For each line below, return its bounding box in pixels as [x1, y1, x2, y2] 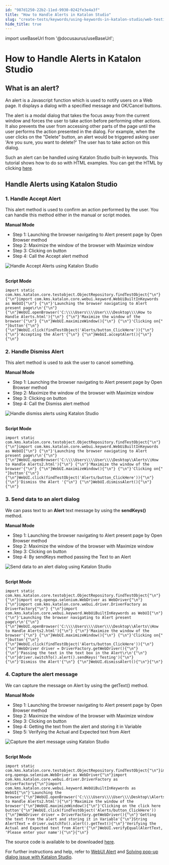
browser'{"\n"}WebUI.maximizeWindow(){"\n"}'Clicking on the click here [5, 803, 161, 808]
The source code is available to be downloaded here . [5, 839, 116, 845]
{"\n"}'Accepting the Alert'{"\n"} [5, 332, 80, 337]
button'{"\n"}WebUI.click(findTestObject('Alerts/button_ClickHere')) [5, 807, 156, 813]
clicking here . [5, 165, 34, 171]
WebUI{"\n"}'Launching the [5, 790, 62, 795]
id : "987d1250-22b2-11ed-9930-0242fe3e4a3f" [5, 7, 100, 13]
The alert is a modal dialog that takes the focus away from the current [5, 112, 150, 119]
